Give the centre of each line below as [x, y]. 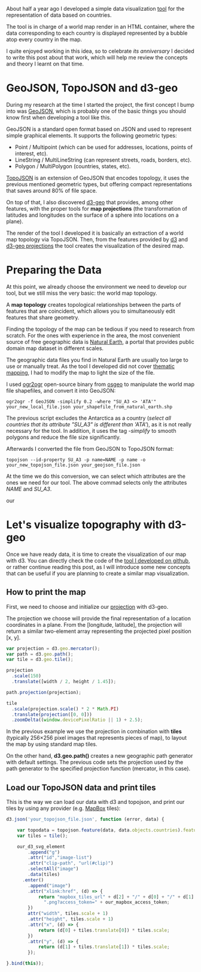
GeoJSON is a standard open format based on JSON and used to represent [99, 129]
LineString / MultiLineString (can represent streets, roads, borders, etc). [103, 160]
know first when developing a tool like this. [59, 117]
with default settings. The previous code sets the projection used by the [95, 762]
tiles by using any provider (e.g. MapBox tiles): [63, 808]
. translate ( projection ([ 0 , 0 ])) [52, 714]
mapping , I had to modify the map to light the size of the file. [80, 372]
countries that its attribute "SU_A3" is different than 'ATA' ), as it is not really [99, 424]
